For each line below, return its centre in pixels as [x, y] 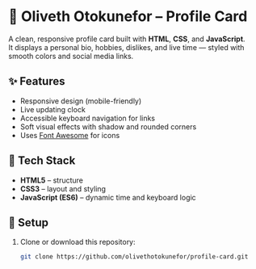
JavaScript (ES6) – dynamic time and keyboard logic [108, 197]
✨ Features [37, 81]
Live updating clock [53, 109]
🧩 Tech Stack [42, 161]
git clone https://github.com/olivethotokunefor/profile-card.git [134, 257]
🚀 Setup [29, 223]
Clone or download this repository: [78, 242]
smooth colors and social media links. [71, 56]
